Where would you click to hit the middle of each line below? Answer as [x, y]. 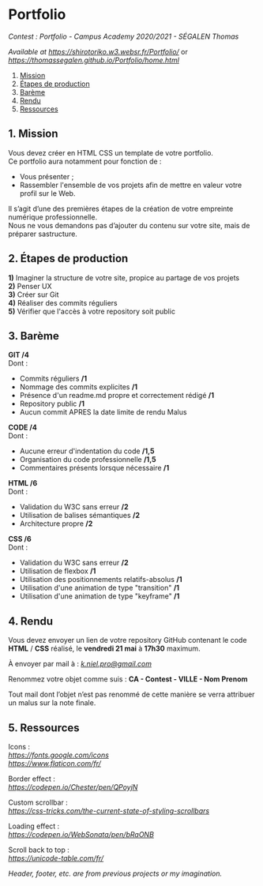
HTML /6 [23, 483]
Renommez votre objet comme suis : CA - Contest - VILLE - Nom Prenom [128, 679]
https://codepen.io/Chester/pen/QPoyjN [73, 787]
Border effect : [32, 779]
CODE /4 [23, 427]
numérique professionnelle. [53, 217]
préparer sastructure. [43, 234]
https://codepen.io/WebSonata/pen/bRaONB [81, 834]
